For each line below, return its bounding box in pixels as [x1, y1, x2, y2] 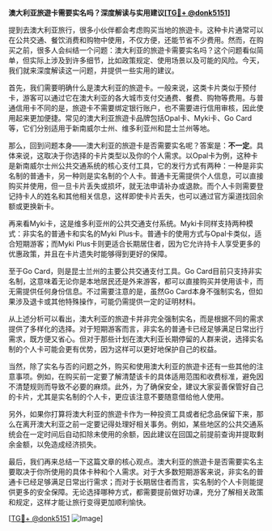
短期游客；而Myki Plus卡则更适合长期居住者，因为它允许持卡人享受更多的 [15, 239, 261, 248]
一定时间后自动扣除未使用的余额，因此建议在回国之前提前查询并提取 [29, 430, 257, 439]
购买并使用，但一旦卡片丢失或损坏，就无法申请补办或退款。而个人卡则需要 [8, 182, 257, 191]
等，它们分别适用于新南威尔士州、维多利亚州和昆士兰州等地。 [8, 123, 215, 133]
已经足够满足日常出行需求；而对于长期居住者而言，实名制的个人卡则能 [22, 477, 257, 486]
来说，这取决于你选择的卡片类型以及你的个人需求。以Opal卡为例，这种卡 [15, 151, 258, 161]
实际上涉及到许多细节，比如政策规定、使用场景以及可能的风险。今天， [29, 56, 264, 65]
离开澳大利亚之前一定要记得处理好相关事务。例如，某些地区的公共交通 [22, 419, 257, 429]
